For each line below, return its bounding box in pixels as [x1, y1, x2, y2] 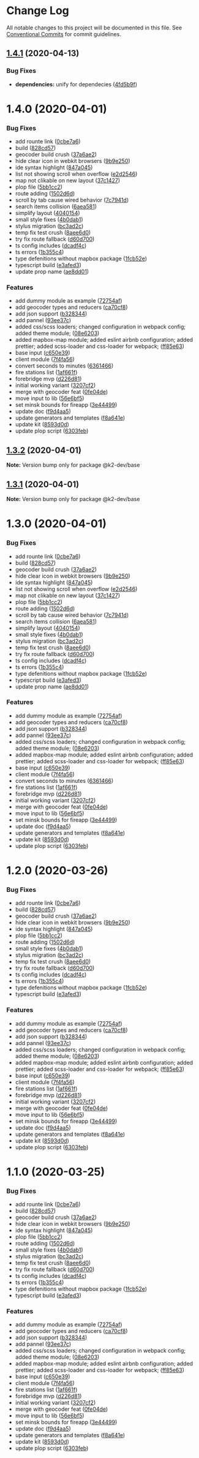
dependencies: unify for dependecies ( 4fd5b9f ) [15, 80, 138, 88]
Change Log [6, 4, 69, 18]
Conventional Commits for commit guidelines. [6, 30, 121, 37]
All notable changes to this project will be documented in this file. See [6, 24, 182, 31]
